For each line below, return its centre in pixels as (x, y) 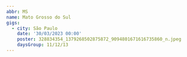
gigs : (13, 23)
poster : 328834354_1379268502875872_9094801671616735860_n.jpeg (99, 39)
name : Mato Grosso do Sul (38, 17)
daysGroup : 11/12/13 (43, 45)
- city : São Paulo (35, 28)
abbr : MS (17, 12)
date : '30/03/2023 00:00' (50, 34)
